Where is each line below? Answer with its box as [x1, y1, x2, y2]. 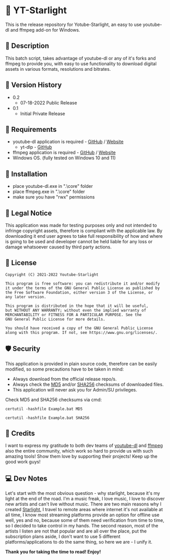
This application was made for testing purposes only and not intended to [5, 222, 157, 228]
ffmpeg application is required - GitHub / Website [12, 150, 116, 156]
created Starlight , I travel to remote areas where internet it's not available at [5, 507, 163, 513]
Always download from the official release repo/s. [12, 376, 117, 382]
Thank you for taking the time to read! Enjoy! [5, 549, 101, 555]
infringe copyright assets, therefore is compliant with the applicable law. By [5, 228, 162, 234]
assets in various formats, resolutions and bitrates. [5, 66, 111, 72]
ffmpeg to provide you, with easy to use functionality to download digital [5, 61, 157, 67]
